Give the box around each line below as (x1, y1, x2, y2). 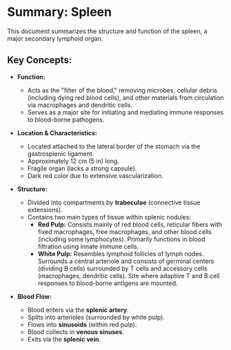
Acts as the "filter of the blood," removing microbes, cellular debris (27, 86, 217, 94)
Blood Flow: (17, 292, 52, 300)
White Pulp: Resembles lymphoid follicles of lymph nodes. (37, 249, 204, 257)
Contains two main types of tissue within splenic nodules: (27, 213, 192, 221)
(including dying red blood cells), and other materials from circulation (27, 93, 224, 101)
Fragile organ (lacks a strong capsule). (27, 164, 137, 173)
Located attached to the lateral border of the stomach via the (27, 142, 201, 150)
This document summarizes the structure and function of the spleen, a (7, 27, 208, 35)
